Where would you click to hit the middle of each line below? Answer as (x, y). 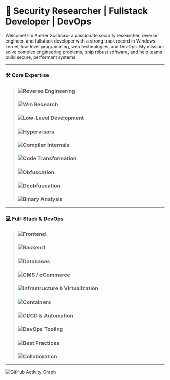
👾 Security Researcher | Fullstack (77, 11)
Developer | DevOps (48, 22)
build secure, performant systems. (41, 57)
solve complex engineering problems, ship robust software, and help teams (84, 52)
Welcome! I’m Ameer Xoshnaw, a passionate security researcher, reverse (81, 35)
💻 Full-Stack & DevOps (34, 219)
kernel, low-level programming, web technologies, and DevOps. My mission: (85, 46)
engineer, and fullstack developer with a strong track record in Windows (80, 41)
